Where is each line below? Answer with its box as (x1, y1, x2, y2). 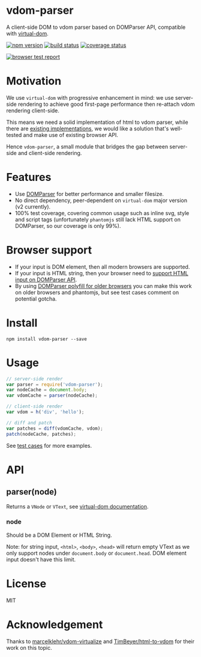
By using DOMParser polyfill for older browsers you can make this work (14, 282, 192, 289)
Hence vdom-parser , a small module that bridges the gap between (6, 142, 169, 150)
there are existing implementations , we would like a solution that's (6, 124, 169, 132)
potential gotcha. (14, 295, 57, 302)
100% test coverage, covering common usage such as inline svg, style (14, 209, 190, 216)
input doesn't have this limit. (6, 555, 76, 563)
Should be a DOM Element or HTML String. (6, 531, 112, 539)
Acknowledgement (6, 617, 103, 631)
